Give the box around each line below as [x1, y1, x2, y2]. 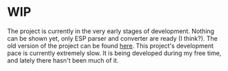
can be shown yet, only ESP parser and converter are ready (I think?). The [7, 34, 218, 42]
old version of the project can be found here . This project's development [7, 41, 214, 50]
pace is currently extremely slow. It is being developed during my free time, [7, 49, 222, 57]
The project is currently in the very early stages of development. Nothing [7, 27, 215, 35]
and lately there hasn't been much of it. [7, 56, 119, 64]
